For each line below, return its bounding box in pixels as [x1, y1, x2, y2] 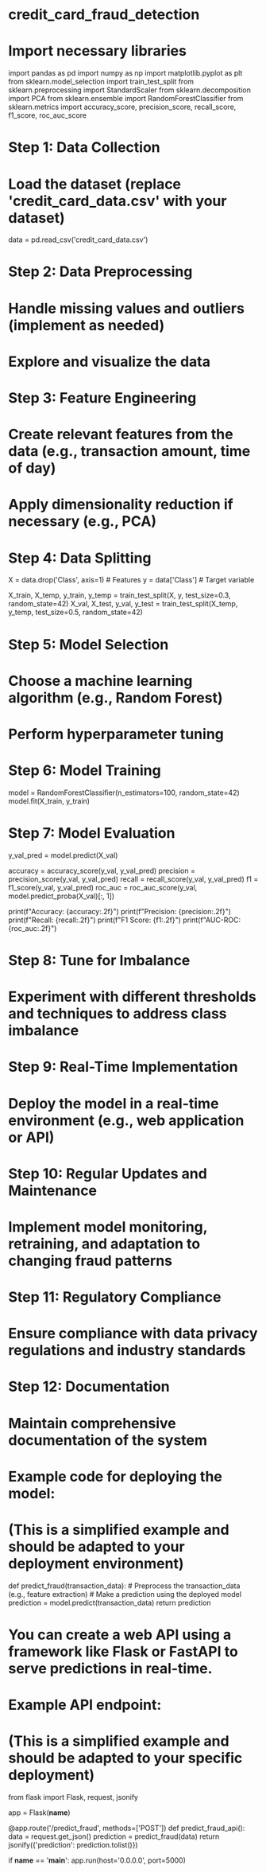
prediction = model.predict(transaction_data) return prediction [8, 1598, 212, 1607]
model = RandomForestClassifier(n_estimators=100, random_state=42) [8, 788, 240, 797]
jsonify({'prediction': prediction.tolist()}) [8, 1840, 138, 1850]
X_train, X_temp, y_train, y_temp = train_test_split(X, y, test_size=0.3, [8, 590, 231, 600]
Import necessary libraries [8, 42, 187, 60]
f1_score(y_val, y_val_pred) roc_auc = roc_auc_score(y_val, [8, 882, 198, 892]
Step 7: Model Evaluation [8, 824, 175, 842]
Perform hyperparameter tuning [8, 725, 224, 743]
